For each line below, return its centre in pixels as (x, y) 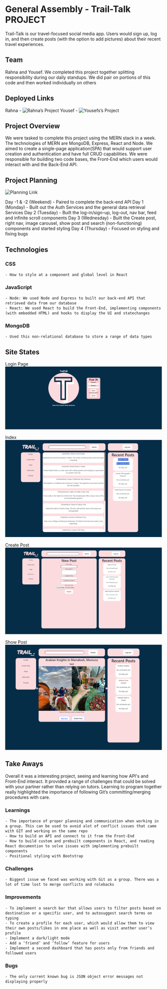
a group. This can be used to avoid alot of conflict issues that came (81, 826)
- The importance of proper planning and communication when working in (82, 821)
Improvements (23, 897)
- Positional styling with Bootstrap (44, 856)
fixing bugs (17, 234)
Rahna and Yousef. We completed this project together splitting (70, 72)
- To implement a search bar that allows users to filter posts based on (83, 908)
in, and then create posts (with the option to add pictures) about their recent (83, 39)
